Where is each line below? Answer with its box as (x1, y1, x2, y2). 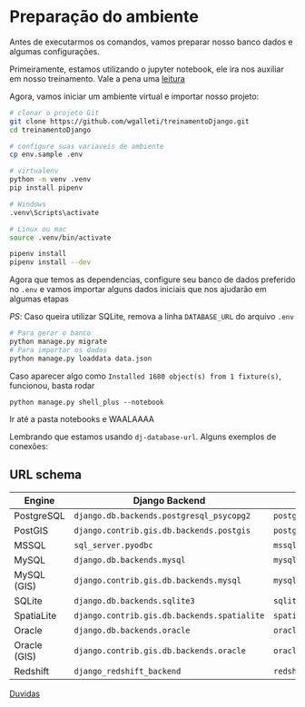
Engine (24, 494, 55, 506)
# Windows (9, 200, 47, 209)
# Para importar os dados (9, 345, 107, 355)
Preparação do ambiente (9, 6, 200, 27)
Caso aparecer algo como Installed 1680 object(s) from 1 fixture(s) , (9, 370, 281, 381)
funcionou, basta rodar (9, 379, 95, 391)
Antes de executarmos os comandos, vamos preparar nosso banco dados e (9, 36, 293, 47)
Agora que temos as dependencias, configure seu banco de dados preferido (9, 274, 296, 285)
